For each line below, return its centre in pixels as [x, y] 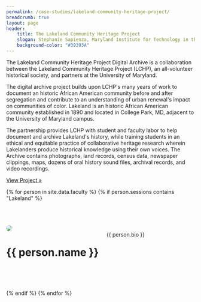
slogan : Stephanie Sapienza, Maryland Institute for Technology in [103, 40]
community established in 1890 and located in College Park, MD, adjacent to [100, 112]
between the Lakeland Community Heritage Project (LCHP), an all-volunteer [100, 68]
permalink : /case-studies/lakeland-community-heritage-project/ [88, 12]
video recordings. [28, 168]
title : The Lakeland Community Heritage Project [79, 34]
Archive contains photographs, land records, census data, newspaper [92, 156]
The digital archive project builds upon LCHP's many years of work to [92, 86]
